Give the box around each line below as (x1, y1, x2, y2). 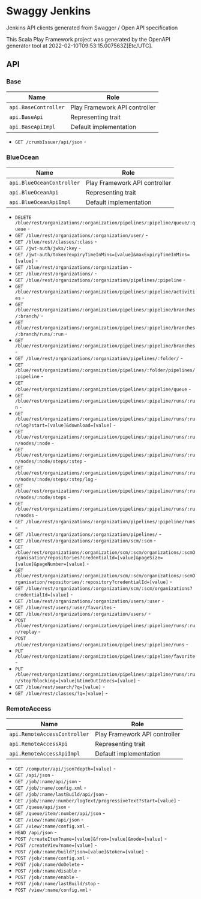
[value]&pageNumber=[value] (14, 561, 85, 567)
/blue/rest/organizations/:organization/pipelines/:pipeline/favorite (14, 653, 196, 660)
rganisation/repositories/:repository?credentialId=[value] (14, 579, 169, 585)
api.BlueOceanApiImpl (9, 199, 71, 205)
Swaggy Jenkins (6, 4, 91, 18)
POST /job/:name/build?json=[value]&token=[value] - (14, 848, 148, 855)
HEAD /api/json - (14, 829, 57, 836)
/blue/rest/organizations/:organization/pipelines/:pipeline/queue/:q (14, 220, 196, 226)
